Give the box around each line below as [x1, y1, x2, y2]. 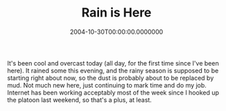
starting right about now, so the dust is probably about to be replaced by [7, 74, 214, 82]
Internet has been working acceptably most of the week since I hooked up [7, 88, 220, 97]
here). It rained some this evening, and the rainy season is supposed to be [7, 66, 219, 74]
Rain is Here [81, 5, 152, 21]
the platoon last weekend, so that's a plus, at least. [7, 95, 153, 104]
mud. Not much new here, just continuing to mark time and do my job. [7, 81, 207, 89]
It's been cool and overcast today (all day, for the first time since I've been [7, 59, 220, 67]
